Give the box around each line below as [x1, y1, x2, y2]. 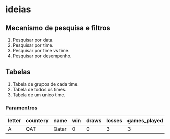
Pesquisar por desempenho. [12, 53, 72, 59]
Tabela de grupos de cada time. [12, 81, 79, 87]
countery [26, 117, 49, 124]
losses [106, 117, 123, 124]
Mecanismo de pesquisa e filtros [5, 24, 110, 32]
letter [8, 117, 21, 124]
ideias [5, 4, 31, 15]
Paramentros [5, 104, 38, 111]
